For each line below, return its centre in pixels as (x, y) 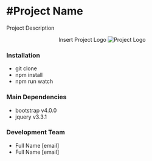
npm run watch (34, 81)
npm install (29, 75)
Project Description (30, 28)
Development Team (36, 133)
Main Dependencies (36, 97)
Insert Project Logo (82, 39)
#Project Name (45, 11)
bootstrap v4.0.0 (36, 110)
